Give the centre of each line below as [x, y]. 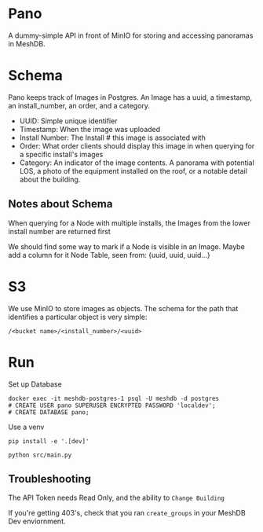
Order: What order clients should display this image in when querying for [137, 145]
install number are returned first [60, 231]
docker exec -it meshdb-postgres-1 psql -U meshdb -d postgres [114, 398]
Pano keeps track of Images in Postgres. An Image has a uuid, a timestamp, [130, 97]
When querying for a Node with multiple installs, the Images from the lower [130, 223]
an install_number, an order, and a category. [79, 105]
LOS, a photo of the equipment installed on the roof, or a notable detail [133, 171]
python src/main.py [40, 455]
